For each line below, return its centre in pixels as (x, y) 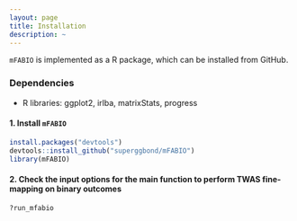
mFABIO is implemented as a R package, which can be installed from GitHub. (149, 60)
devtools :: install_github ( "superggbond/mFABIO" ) (102, 150)
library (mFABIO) (40, 159)
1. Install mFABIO (38, 123)
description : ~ (38, 34)
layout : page (34, 18)
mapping (26, 189)
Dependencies (42, 84)
